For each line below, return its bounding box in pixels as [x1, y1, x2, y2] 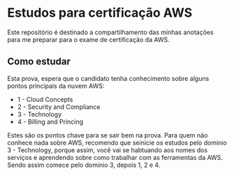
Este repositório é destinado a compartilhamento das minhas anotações [7, 28, 214, 36]
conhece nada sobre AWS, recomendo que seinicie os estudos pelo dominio [7, 138, 227, 147]
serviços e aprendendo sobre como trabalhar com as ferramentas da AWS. [7, 153, 224, 161]
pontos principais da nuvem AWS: [7, 82, 105, 90]
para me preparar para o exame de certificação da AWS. [7, 35, 170, 43]
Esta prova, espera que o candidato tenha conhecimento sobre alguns [7, 74, 210, 82]
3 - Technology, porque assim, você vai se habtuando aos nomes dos [7, 145, 208, 154]
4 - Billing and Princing [17, 117, 84, 126]
